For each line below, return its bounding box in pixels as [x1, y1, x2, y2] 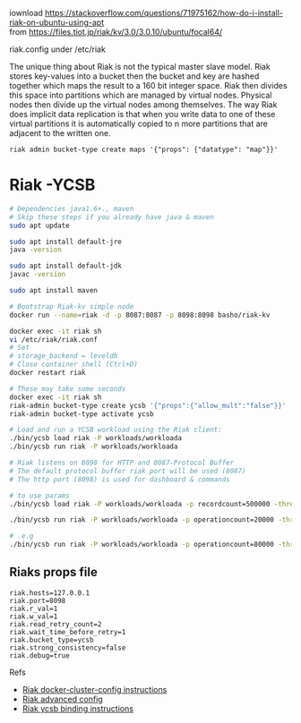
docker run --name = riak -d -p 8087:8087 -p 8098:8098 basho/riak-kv [9, 310, 271, 319]
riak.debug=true [9, 651, 70, 660]
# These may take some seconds [9, 384, 126, 393]
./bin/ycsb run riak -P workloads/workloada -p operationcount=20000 [9, 515, 275, 524]
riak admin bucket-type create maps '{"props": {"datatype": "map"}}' [9, 145, 279, 154]
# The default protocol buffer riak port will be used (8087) [9, 466, 246, 475]
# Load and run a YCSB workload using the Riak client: [9, 425, 222, 435]
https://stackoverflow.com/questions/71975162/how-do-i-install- [44, 8, 284, 18]
